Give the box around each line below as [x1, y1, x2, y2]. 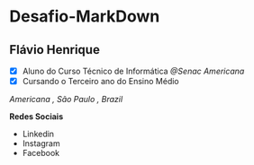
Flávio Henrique [9, 42, 101, 57]
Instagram [22, 138, 60, 149]
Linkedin [22, 128, 55, 140]
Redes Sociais [9, 111, 64, 122]
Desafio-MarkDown [9, 6, 160, 27]
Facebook [22, 148, 60, 159]
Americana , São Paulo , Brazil [9, 94, 123, 105]
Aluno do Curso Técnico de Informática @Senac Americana [22, 65, 245, 76]
